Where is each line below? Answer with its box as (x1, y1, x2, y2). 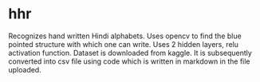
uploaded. (8, 64, 41, 74)
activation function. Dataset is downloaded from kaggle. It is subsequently (8, 48, 253, 57)
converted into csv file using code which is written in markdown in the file (8, 57, 250, 66)
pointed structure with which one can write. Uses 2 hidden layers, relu (8, 39, 239, 49)
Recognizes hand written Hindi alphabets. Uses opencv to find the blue (8, 31, 242, 41)
